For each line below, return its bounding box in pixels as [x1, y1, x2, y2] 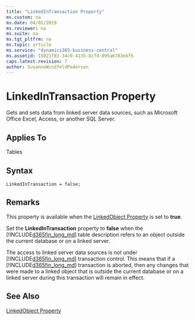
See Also [6, 292, 40, 302]
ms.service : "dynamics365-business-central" [6, 47, 118, 53]
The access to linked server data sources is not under [6, 249, 138, 256]
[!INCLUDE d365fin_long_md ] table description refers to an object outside [6, 231, 185, 238]
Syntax [6, 166, 33, 176]
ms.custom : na [6, 14, 41, 20]
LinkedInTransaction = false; [6, 181, 81, 187]
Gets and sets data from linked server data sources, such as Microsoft [6, 109, 178, 116]
